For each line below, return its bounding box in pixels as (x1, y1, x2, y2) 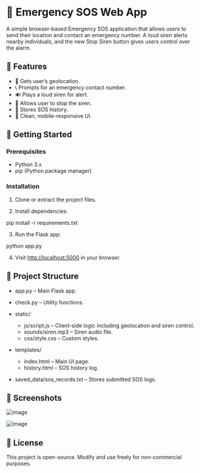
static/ (14, 310, 31, 318)
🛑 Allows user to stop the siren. (14, 99, 92, 106)
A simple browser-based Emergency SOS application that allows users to (6, 25, 187, 32)
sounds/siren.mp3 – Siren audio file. (23, 328, 113, 335)
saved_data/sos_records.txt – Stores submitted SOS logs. (14, 376, 157, 383)
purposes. (6, 460, 32, 467)
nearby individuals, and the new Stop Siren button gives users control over (6, 38, 190, 45)
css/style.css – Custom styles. (23, 334, 99, 341)
